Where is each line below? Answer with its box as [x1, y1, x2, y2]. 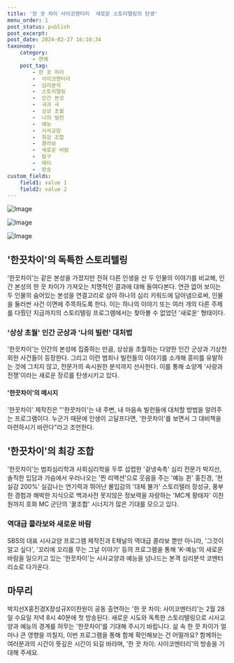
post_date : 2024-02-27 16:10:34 [7, 36, 101, 43]
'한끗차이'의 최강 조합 [7, 445, 94, 457]
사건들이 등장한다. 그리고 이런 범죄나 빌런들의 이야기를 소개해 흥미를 [20, 354, 205, 362]
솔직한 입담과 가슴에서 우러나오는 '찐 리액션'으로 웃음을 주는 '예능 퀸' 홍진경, [7, 474, 214, 482]
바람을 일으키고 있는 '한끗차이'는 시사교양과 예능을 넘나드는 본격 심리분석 [7, 553, 205, 562]
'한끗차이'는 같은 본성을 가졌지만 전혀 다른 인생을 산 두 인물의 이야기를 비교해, [7, 274, 218, 282]
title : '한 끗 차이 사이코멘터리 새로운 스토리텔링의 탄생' [7, 10, 159, 17]
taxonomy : [7, 43, 36, 50]
